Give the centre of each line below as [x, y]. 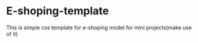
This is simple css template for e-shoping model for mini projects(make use [99, 27]
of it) [12, 33]
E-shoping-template [58, 11]
